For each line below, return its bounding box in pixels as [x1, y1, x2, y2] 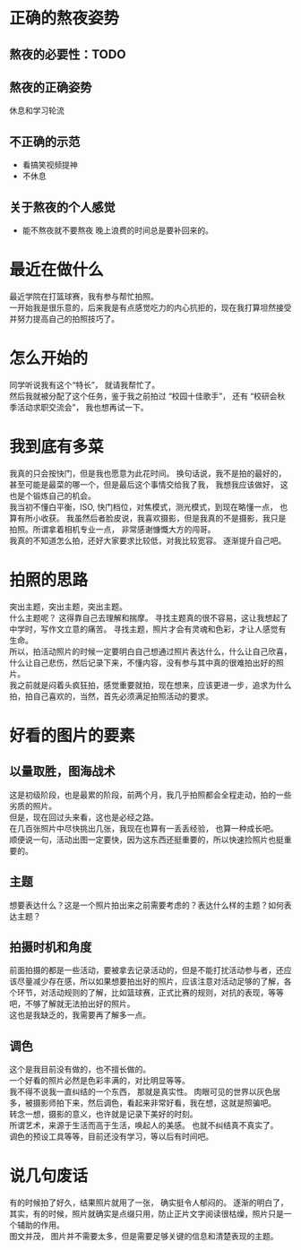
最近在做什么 [9, 260, 105, 280]
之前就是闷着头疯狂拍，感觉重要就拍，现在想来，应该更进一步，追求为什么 [16, 679, 292, 690]
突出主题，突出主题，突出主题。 [9, 601, 127, 612]
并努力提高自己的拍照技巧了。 [9, 313, 119, 323]
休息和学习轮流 [9, 105, 64, 116]
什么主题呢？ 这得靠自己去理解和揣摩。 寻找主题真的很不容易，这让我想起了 [9, 612, 288, 623]
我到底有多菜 [9, 436, 105, 457]
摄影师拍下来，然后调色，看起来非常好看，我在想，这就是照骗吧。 [32, 1098, 276, 1108]
